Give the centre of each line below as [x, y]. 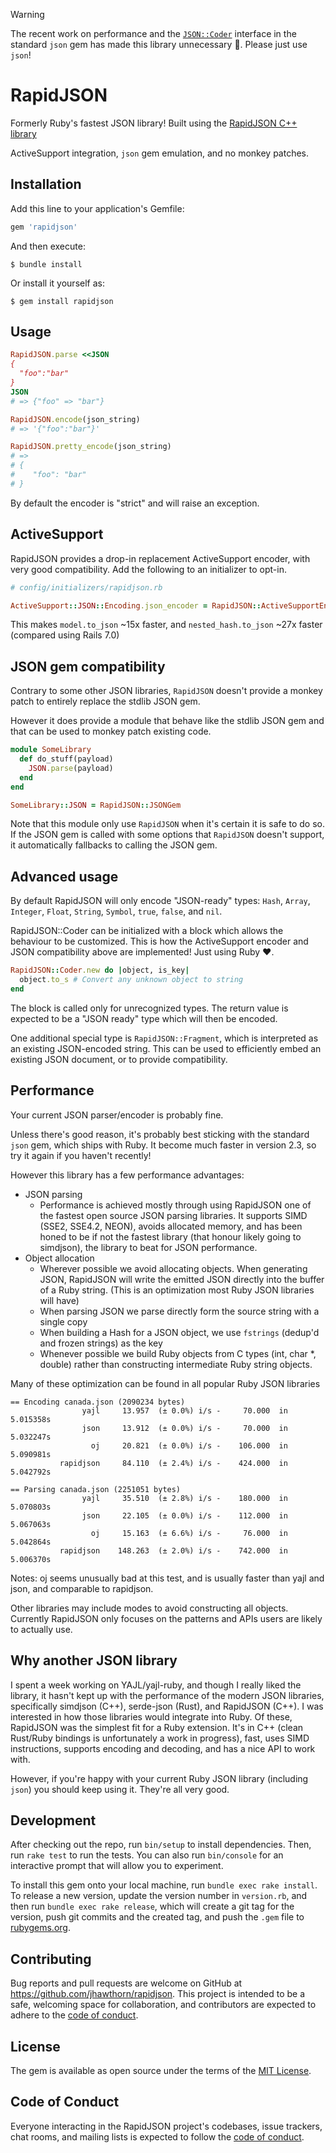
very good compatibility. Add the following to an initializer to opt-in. [148, 569]
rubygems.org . [40, 1928]
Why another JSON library [94, 1660]
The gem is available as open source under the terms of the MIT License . [161, 2070]
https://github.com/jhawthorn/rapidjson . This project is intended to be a [157, 1994]
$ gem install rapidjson [62, 301]
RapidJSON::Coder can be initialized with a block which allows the [147, 931]
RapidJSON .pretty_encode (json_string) [91, 447]
